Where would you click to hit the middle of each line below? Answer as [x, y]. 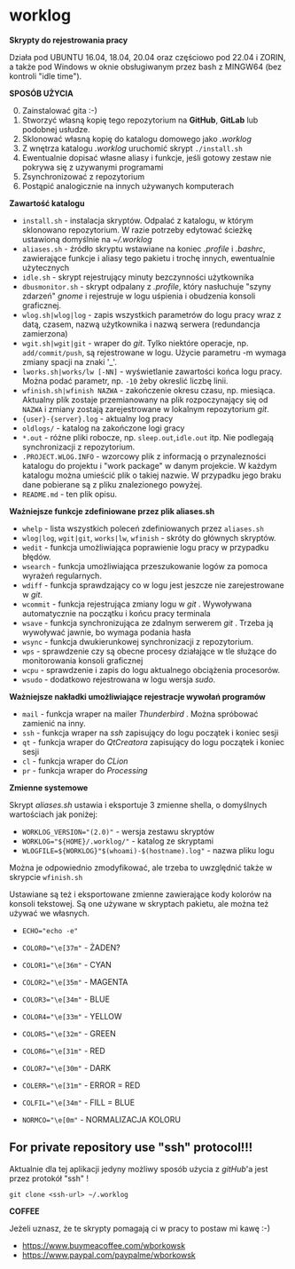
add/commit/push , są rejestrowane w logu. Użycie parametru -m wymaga [154, 353]
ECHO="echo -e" [50, 931]
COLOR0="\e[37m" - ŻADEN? [71, 948]
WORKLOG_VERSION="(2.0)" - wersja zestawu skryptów [118, 831]
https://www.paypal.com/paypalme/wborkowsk [109, 1255]
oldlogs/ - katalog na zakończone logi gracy [103, 428]
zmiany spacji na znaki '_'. [70, 361]
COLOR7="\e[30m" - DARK [66, 1067]
